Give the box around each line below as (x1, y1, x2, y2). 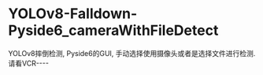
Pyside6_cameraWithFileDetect (8, 21, 219, 39)
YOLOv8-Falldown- (8, 5, 138, 23)
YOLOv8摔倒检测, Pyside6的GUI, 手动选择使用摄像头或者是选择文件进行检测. (8, 48, 256, 58)
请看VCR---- (8, 58, 50, 68)
